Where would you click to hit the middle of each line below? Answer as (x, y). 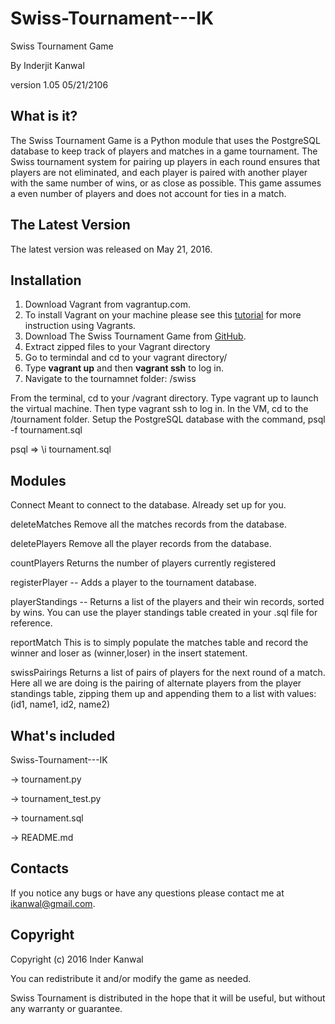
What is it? (44, 116)
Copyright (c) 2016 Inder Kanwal (77, 959)
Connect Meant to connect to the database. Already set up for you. (148, 505)
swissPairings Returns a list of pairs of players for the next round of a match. (168, 673)
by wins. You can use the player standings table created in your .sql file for (164, 613)
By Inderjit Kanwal (47, 65)
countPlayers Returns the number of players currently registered (143, 563)
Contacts (40, 868)
